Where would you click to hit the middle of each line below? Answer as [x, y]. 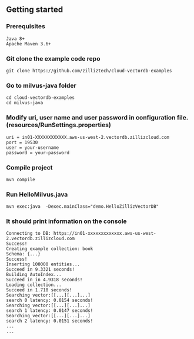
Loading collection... [34, 285]
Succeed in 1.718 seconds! [39, 290]
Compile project [29, 167]
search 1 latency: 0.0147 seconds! [50, 311]
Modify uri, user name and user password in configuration [91, 118]
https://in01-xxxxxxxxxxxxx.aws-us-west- [105, 234]
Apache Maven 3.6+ [29, 44]
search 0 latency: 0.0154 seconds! [50, 300]
